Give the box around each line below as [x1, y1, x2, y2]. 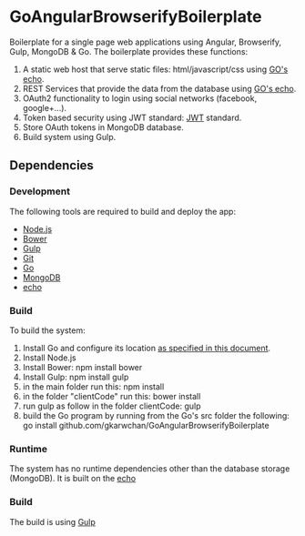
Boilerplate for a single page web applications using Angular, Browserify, [9, 36, 282, 47]
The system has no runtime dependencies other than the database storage [9, 463, 290, 474]
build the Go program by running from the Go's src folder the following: [22, 410, 290, 420]
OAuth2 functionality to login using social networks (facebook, [22, 93, 258, 104]
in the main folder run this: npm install [22, 380, 165, 392]
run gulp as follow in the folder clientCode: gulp [22, 400, 201, 411]
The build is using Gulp [9, 516, 96, 527]
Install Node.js [22, 352, 76, 363]
